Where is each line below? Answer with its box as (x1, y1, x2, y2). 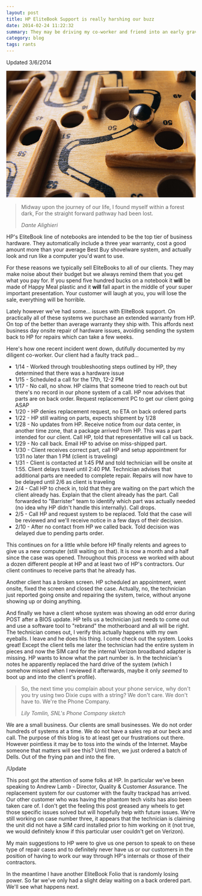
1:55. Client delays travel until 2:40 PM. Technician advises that (14, 465, 171, 472)
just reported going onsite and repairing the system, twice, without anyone (6, 591, 191, 598)
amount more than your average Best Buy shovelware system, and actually (6, 246, 192, 253)
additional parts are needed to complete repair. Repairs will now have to (14, 472, 193, 479)
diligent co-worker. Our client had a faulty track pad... (6, 351, 139, 359)
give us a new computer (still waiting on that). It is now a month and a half (6, 547, 189, 554)
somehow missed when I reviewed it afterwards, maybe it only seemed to (6, 666, 188, 674)
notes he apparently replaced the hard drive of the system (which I (6, 660, 171, 668)
